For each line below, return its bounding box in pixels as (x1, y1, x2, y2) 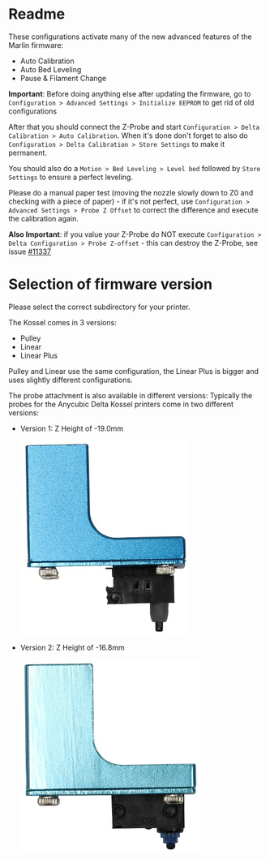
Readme (8, 5, 66, 24)
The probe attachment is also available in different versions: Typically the (8, 390, 253, 400)
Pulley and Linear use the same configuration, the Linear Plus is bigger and (8, 366, 259, 376)
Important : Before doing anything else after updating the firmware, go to (8, 88, 251, 98)
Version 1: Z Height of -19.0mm (19, 423, 124, 433)
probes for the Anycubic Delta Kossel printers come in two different (8, 399, 234, 409)
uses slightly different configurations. (8, 375, 133, 384)
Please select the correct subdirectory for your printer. (8, 302, 191, 311)
